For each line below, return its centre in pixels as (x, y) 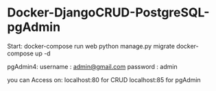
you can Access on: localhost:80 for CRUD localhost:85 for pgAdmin (104, 79)
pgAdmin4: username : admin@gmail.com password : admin (92, 66)
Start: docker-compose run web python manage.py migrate (91, 46)
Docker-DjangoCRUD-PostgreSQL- (108, 13)
